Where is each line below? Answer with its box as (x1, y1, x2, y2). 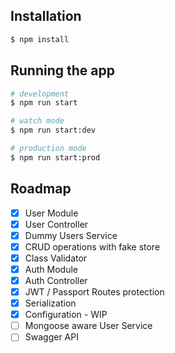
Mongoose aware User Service (24, 320, 153, 332)
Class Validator (24, 252, 88, 264)
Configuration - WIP (24, 309, 108, 321)
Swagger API (24, 331, 79, 343)
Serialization (24, 297, 77, 309)
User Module (24, 207, 79, 219)
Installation (10, 8, 82, 25)
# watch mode (10, 116, 65, 126)
